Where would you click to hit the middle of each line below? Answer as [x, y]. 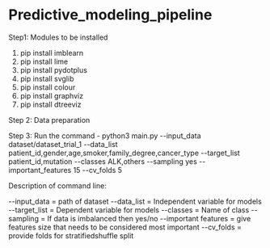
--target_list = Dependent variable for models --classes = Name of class [129, 210]
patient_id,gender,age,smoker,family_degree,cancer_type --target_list [124, 153]
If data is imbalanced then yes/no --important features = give [149, 218]
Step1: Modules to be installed [58, 37]
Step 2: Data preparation [49, 120]
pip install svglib [47, 78]
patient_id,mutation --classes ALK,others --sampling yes [103, 161]
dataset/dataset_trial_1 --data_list [63, 144]
